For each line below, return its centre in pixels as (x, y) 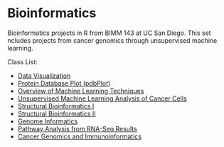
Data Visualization (44, 76)
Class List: (22, 61)
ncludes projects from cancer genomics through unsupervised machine (112, 40)
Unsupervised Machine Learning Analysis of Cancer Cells (102, 98)
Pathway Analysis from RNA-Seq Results (77, 128)
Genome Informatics (48, 121)
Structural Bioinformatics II (57, 113)
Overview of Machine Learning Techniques (81, 91)
